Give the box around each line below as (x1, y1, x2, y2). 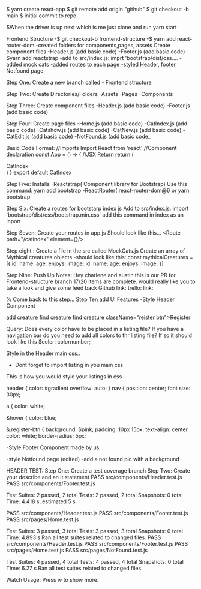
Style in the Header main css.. (6, 350, 80, 357)
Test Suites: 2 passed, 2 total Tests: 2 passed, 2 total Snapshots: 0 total (6, 492, 183, 498)
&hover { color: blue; (6, 414, 57, 421)
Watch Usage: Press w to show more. (6, 576, 99, 583)
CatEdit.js (6, 133, 30, 140)
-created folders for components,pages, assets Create (35, 42, 171, 49)
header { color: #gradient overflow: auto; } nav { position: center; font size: (6, 384, 191, 392)
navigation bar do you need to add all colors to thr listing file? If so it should (6, 332, 193, 339)
